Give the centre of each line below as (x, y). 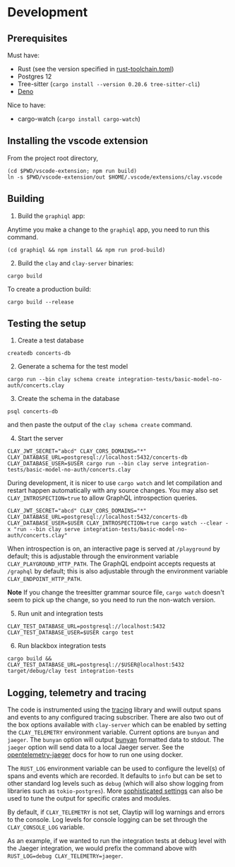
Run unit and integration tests (60, 614)
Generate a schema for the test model (73, 366)
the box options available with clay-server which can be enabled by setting (117, 725)
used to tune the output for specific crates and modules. (89, 799)
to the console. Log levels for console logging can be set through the (108, 820)
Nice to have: (26, 105)
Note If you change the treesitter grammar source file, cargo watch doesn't (116, 592)
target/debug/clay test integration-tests (71, 671)
